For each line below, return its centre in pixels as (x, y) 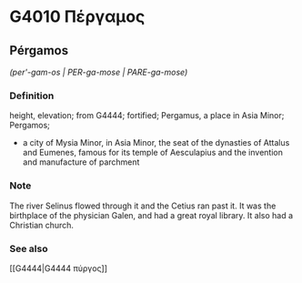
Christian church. (42, 225)
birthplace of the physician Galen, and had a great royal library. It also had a (151, 215)
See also (29, 248)
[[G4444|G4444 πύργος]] (58, 268)
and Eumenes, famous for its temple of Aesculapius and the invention (153, 153)
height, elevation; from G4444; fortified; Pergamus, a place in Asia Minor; (147, 116)
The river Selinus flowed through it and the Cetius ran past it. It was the (143, 206)
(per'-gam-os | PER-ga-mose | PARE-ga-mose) (99, 72)
